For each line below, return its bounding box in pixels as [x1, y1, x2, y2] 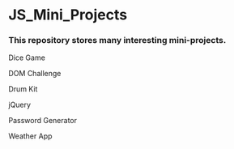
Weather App [8, 131, 53, 141]
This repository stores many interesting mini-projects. [8, 35, 227, 46]
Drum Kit [8, 84, 38, 94]
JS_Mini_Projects [8, 6, 128, 24]
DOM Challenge [8, 69, 62, 79]
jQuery [8, 100, 31, 110]
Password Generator [8, 116, 78, 126]
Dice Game [8, 53, 46, 62]
